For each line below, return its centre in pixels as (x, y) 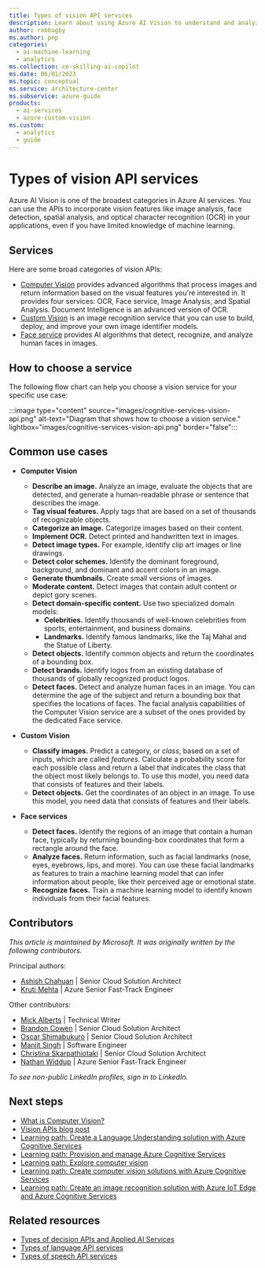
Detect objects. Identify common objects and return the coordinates (143, 653)
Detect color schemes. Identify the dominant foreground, (125, 561)
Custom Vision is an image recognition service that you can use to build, (137, 318)
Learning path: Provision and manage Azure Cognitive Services (123, 1154)
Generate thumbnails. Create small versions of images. (122, 578)
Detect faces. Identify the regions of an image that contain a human (142, 831)
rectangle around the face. (75, 848)
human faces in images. (59, 343)
